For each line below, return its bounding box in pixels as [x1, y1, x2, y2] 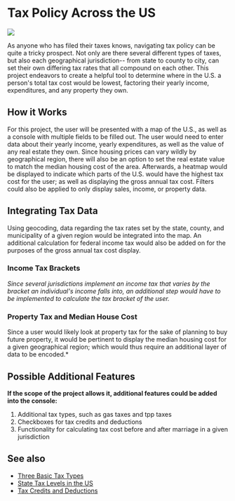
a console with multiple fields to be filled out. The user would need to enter [7, 132, 224, 141]
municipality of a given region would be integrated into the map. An [7, 231, 202, 239]
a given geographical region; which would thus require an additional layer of [7, 342, 227, 352]
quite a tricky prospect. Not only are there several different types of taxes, [7, 48, 222, 57]
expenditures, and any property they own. [7, 86, 128, 94]
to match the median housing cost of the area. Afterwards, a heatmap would [7, 162, 228, 171]
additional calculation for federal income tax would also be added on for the [7, 239, 226, 247]
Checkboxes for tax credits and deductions [17, 417, 142, 426]
